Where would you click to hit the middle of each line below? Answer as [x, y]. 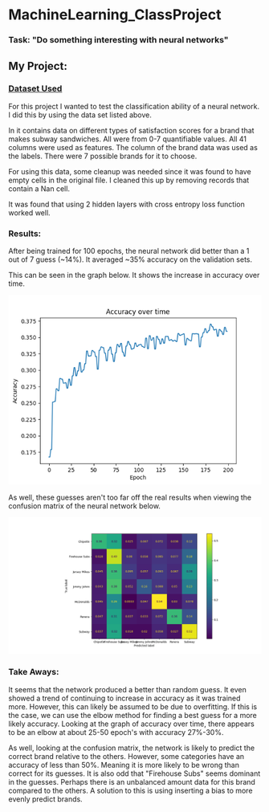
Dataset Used [35, 88]
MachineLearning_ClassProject [115, 15]
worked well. [29, 212]
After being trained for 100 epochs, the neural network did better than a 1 [129, 251]
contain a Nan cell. [39, 188]
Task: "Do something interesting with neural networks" [118, 40]
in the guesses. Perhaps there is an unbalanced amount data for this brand [132, 781]
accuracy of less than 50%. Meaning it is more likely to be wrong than [124, 765]
